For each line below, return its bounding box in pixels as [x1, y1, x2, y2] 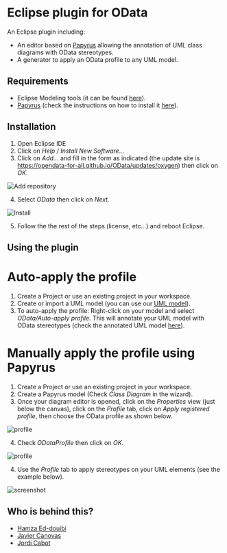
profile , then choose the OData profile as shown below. [16, 411, 173, 420]
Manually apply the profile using [7, 345, 195, 361]
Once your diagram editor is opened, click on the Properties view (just [16, 397, 215, 405]
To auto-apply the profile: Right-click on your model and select [16, 306, 195, 314]
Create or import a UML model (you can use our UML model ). [16, 299, 191, 307]
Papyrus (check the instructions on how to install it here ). [16, 101, 178, 109]
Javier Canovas [16, 531, 62, 539]
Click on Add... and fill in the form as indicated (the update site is [16, 153, 200, 162]
